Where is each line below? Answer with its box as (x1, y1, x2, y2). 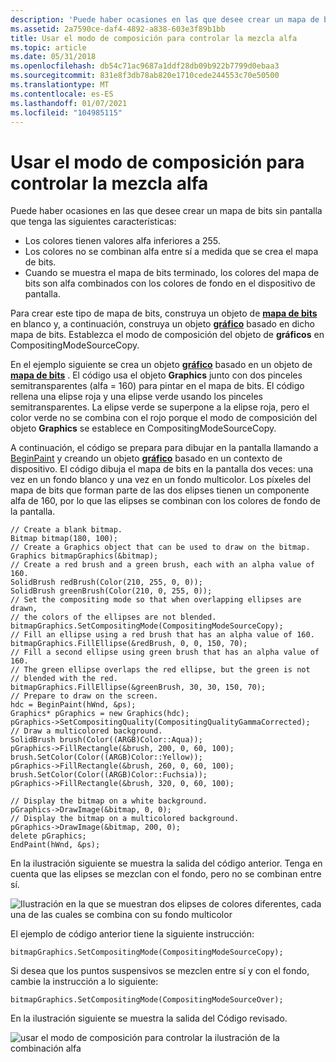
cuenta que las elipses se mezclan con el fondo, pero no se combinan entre (10, 868, 322, 880)
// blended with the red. (10, 674, 118, 684)
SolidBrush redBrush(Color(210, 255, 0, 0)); (10, 577, 203, 588)
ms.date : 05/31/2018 (10, 52, 97, 62)
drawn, (10, 604, 38, 614)
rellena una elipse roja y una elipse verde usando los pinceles (10, 391, 263, 403)
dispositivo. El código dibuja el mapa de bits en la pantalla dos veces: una (10, 463, 314, 475)
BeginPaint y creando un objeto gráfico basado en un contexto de (10, 452, 283, 465)
